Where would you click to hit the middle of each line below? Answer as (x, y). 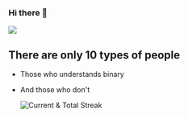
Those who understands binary (72, 75)
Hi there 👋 (28, 13)
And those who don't (55, 90)
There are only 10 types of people (94, 55)
